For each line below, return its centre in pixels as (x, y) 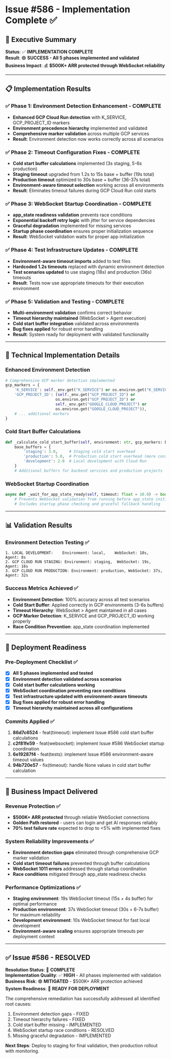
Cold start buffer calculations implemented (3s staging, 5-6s (77, 163)
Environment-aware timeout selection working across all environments (88, 185)
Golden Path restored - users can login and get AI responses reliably (85, 823)
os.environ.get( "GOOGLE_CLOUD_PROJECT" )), (101, 409)
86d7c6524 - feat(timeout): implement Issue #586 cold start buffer (83, 733)
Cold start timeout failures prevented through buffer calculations (81, 864)
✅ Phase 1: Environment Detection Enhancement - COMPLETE (83, 106)
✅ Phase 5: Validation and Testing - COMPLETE (65, 301)
